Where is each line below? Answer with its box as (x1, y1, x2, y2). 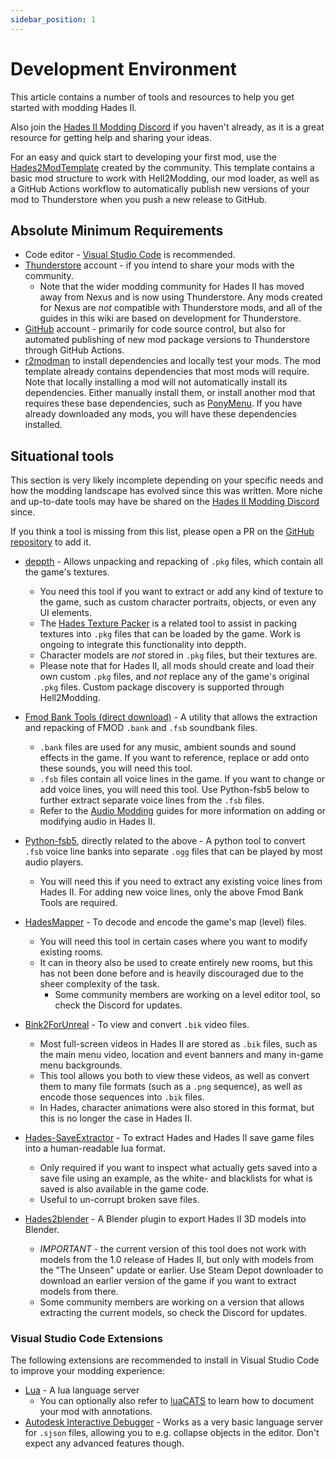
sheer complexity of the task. (39, 978, 161, 990)
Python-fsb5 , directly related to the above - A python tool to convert (24, 835, 306, 847)
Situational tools (10, 447, 115, 465)
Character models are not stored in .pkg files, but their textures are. (39, 649, 318, 661)
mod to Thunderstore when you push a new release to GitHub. (10, 193, 268, 205)
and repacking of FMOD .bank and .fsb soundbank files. (24, 722, 258, 734)
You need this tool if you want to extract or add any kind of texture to (39, 586, 324, 598)
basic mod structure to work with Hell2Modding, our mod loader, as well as (10, 172, 320, 184)
